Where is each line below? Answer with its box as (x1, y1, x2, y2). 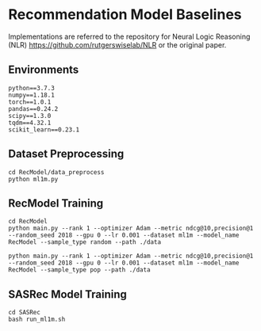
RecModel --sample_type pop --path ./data (8, 266, 151, 274)
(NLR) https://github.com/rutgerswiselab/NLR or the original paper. (8, 40, 227, 49)
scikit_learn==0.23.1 (8, 125, 80, 134)
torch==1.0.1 (8, 97, 52, 106)
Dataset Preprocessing (8, 147, 125, 161)
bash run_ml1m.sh (8, 315, 66, 324)
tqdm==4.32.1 (8, 119, 52, 127)
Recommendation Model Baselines (8, 6, 242, 24)
